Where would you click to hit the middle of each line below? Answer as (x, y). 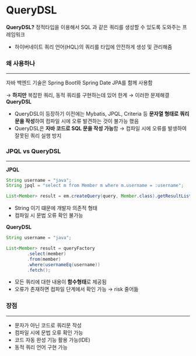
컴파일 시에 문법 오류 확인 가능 (49, 332)
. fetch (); (39, 270)
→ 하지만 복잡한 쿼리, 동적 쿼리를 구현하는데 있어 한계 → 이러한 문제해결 (88, 95)
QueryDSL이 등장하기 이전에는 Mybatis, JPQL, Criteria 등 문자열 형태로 (97, 114)
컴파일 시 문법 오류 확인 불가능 (49, 215)
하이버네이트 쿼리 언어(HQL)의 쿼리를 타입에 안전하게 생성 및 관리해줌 (93, 47)
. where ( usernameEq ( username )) (64, 265)
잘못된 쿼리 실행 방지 (38, 136)
